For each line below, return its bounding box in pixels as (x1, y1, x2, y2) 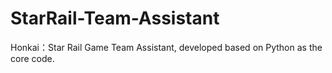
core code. (10, 52, 55, 64)
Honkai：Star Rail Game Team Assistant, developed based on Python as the (10, 41, 323, 53)
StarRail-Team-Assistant (10, 7, 220, 30)
